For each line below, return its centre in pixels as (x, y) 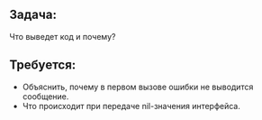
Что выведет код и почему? (63, 36)
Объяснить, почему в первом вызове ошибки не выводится (138, 87)
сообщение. (45, 96)
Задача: (33, 15)
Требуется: (43, 65)
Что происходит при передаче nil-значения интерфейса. (131, 106)
